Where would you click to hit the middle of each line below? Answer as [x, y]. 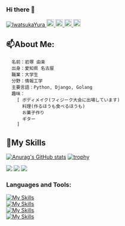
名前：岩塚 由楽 [29, 62]
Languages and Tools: [39, 184]
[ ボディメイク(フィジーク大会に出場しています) [68, 100]
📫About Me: [30, 44]
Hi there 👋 [21, 10]
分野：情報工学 [27, 81]
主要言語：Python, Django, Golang [52, 88]
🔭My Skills [26, 143]
